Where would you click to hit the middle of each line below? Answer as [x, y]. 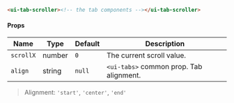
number [55, 55]
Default [87, 44]
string [52, 71]
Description [165, 44]
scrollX [23, 56]
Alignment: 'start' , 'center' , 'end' [75, 93]
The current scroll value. [147, 55]
